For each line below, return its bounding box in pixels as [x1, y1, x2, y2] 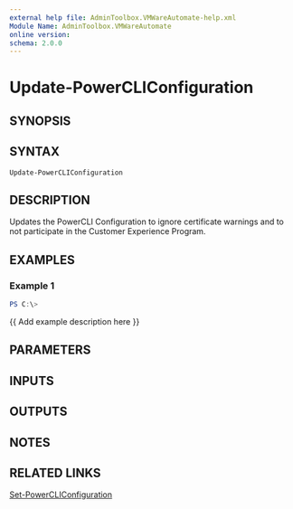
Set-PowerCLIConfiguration [9, 489, 113, 500]
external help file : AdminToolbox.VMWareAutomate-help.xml [9, 13, 237, 23]
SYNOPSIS [9, 113, 71, 128]
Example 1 [9, 279, 55, 292]
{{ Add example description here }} [9, 316, 140, 327]
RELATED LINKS [9, 465, 101, 480]
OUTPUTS [9, 404, 68, 419]
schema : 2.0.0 [9, 38, 63, 48]
